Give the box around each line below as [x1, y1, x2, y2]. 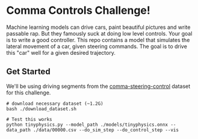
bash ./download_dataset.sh [6, 106, 77, 112]
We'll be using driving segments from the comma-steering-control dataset [6, 82, 191, 90]
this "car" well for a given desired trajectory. [6, 49, 116, 56]
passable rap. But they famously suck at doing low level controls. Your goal [6, 29, 193, 37]
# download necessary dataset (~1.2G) [6, 100, 104, 107]
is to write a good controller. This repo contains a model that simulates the [6, 36, 190, 43]
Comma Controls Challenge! [6, 4, 150, 17]
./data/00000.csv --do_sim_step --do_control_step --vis [32, 127, 179, 133]
